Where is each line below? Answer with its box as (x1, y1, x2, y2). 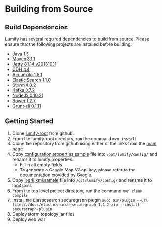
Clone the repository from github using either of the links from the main (12, 141, 157, 146)
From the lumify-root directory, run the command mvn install (12, 135, 137, 141)
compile (12, 193, 28, 198)
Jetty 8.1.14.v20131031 (12, 61, 57, 67)
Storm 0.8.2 (12, 82, 36, 88)
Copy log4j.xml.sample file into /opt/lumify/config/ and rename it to (12, 177, 152, 183)
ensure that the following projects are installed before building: (5, 41, 132, 47)
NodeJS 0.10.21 (12, 92, 44, 98)
